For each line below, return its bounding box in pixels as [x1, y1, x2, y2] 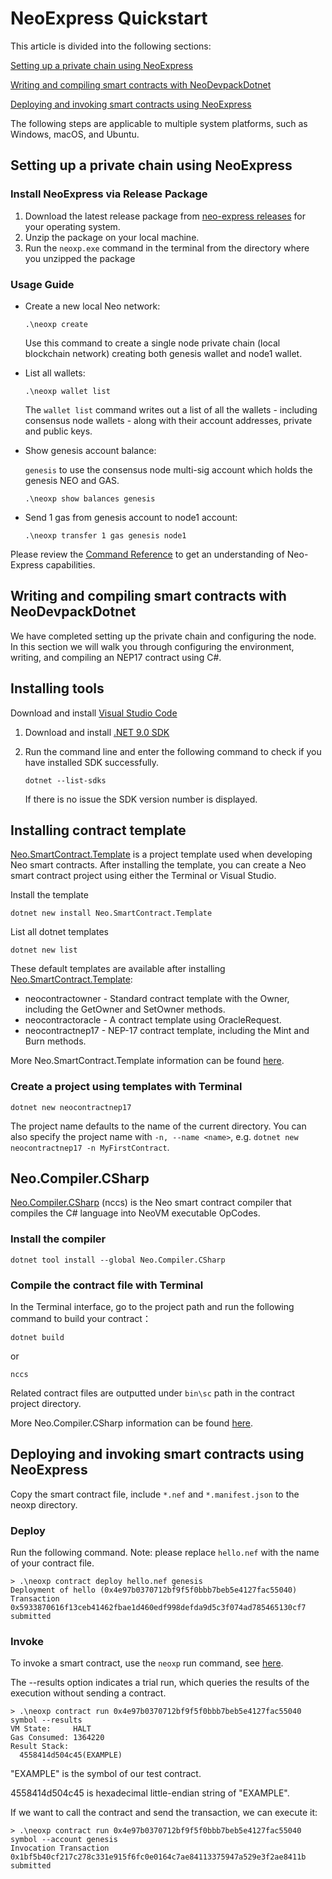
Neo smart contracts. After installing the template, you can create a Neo [10, 859, 307, 871]
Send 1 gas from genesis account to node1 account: [24, 511, 238, 523]
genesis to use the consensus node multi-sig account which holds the [24, 463, 313, 476]
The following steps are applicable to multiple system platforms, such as [10, 117, 308, 129]
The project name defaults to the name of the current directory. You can [10, 1120, 307, 1132]
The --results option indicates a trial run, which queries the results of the [10, 1677, 310, 1689]
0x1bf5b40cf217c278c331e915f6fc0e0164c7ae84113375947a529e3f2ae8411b [10, 1852, 307, 1862]
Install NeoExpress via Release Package [10, 187, 208, 201]
